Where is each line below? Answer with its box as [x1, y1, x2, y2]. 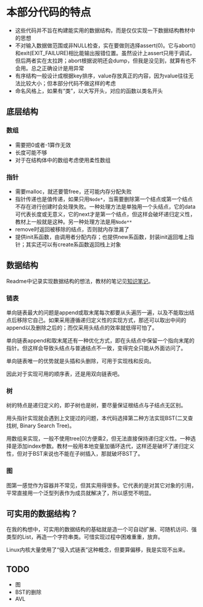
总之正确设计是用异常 [31, 64, 85, 71]
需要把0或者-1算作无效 [14, 141, 71, 148]
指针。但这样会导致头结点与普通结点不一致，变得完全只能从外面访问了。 [6, 344, 186, 352]
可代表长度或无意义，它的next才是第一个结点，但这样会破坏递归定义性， [14, 210, 196, 218]
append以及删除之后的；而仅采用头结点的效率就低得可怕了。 [6, 324, 158, 332]
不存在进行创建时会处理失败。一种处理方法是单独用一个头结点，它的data [14, 203, 196, 210]
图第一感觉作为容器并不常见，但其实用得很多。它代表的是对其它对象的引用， [6, 482, 197, 489]
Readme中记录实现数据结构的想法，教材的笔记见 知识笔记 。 [6, 277, 154, 284]
